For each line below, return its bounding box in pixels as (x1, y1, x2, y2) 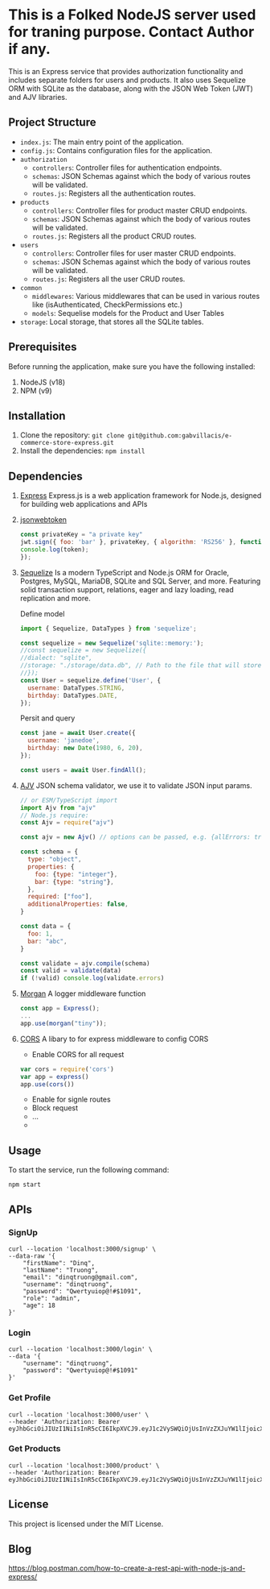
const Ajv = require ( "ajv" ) (19, 819, 114, 827)
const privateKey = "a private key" (19, 530, 143, 539)
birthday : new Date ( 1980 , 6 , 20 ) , (27, 744, 143, 753)
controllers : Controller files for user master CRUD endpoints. (31, 248, 236, 258)
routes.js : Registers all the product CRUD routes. (31, 231, 197, 241)
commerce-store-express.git (19, 439, 114, 447)
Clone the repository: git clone (19, 430, 125, 440)
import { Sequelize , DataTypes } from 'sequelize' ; (19, 624, 197, 633)
